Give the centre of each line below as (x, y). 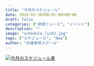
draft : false (19, 19)
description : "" (23, 29)
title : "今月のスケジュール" (33, 10)
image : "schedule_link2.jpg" (36, 34)
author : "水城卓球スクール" (32, 43)
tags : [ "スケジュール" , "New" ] (36, 39)
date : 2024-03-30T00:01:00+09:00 (41, 15)
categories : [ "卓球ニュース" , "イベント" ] (48, 24)
